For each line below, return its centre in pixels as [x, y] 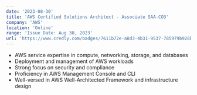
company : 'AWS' [25, 22]
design [23, 86]
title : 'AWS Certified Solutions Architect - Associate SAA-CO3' [87, 17]
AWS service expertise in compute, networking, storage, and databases [101, 55]
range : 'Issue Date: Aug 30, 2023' [50, 33]
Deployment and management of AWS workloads [74, 61]
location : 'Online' [30, 28]
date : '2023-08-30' [30, 11]
